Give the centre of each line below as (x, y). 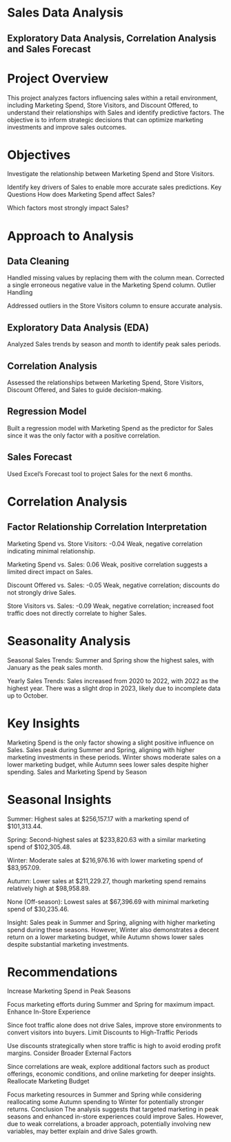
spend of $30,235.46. (38, 909)
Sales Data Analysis (66, 13)
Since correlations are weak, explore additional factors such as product (109, 1067)
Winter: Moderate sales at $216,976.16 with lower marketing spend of (105, 860)
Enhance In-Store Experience (49, 1012)
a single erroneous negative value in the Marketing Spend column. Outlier (112, 285)
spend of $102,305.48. (39, 847)
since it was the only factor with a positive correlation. (84, 435)
